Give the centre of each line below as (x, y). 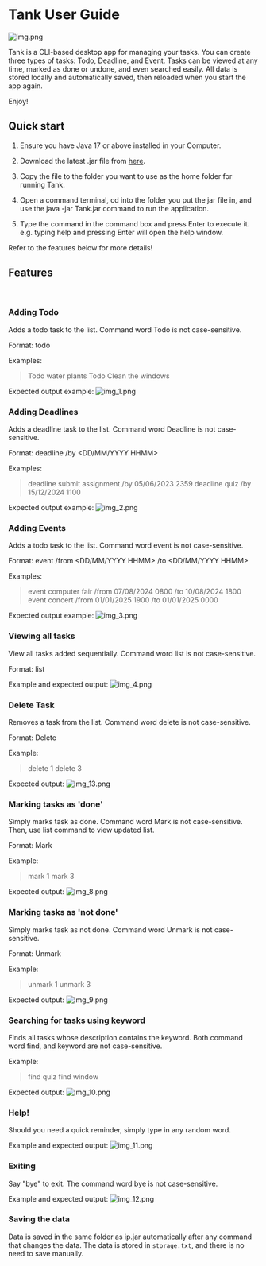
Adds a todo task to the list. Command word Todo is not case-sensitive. (125, 329)
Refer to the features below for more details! (81, 247)
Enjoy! (19, 101)
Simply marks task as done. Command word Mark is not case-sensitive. (125, 822)
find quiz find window (63, 1076)
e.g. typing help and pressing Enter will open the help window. (121, 232)
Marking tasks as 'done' (56, 804)
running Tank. (42, 184)
